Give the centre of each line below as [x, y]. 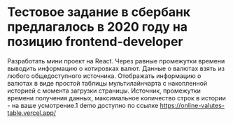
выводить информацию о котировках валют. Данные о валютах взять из [116, 68]
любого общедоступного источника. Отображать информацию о [104, 76]
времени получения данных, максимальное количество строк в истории [116, 98]
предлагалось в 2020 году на [97, 27]
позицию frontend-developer [95, 42]
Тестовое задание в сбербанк [99, 12]
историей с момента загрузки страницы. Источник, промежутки [104, 91]
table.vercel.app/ [32, 113]
